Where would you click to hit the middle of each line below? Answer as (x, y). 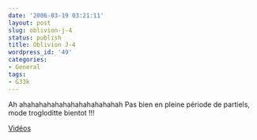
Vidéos (20, 128)
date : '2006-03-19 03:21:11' (56, 15)
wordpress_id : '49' (40, 52)
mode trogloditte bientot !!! (51, 112)
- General (25, 67)
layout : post (30, 23)
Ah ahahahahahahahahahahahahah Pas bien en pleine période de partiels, (129, 104)
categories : (28, 60)
